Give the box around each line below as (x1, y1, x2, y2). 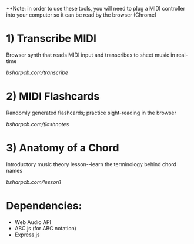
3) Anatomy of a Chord (6, 141, 119, 155)
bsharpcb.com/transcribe (6, 69, 69, 76)
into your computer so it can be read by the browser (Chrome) (6, 11, 157, 18)
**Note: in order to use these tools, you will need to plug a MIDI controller (6, 5, 185, 12)
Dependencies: (6, 199, 82, 212)
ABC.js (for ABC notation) (14, 225, 76, 232)
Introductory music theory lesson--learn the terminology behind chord (6, 160, 177, 167)
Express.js (14, 231, 40, 238)
